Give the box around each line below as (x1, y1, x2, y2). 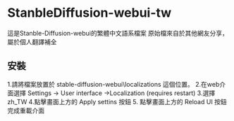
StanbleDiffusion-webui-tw (7, 5, 172, 21)
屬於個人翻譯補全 (7, 37, 57, 46)
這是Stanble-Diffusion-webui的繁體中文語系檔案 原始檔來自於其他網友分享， (7, 29, 229, 37)
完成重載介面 (7, 106, 44, 115)
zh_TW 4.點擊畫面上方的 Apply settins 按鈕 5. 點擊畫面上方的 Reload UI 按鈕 (7, 97, 227, 106)
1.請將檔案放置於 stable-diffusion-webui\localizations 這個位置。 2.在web (7, 80, 220, 88)
